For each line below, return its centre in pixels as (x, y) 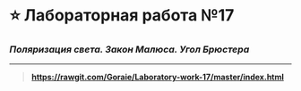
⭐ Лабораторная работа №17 (122, 16)
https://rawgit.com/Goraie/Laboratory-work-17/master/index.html (158, 77)
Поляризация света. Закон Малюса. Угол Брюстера (129, 50)
